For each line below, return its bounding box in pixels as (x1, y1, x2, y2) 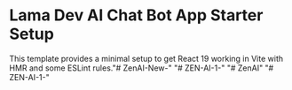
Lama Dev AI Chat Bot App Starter (9, 5, 264, 26)
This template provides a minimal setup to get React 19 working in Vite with (9, 53, 284, 64)
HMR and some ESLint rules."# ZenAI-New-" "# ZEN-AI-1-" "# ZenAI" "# (9, 63, 274, 73)
